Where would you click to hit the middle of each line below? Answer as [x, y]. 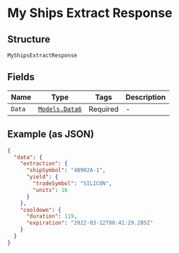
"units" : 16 [51, 190]
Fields [21, 77]
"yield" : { [42, 177]
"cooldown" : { [41, 210]
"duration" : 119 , [52, 217]
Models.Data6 [60, 109]
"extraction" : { [44, 164]
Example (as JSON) [51, 134]
